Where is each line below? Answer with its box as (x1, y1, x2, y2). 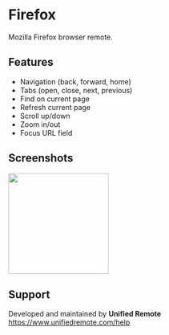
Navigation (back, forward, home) (19, 76, 132, 86)
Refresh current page (19, 102, 91, 112)
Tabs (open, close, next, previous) (19, 85, 133, 95)
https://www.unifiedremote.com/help (8, 317, 131, 327)
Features (8, 55, 54, 69)
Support (8, 288, 50, 301)
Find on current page (19, 94, 90, 104)
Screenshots (8, 151, 74, 165)
